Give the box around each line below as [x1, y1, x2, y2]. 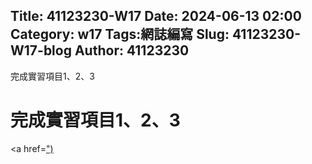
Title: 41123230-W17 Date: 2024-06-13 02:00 [10, 8, 302, 25]
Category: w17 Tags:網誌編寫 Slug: [10, 26, 230, 43]
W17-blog [10, 42, 72, 59]
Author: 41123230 [74, 42, 190, 59]
